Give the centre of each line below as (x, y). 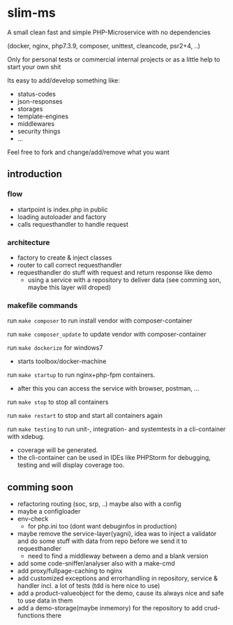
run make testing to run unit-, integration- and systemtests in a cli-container (116, 429)
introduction (35, 174)
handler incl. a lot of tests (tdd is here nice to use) (89, 586)
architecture (29, 242)
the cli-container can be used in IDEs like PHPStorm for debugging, (114, 458)
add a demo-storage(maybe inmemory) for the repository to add (110, 608)
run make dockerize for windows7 (55, 348)
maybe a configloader (49, 512)
